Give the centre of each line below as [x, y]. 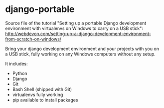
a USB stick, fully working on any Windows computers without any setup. [81, 54]
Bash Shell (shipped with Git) [42, 89]
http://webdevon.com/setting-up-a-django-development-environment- [78, 33]
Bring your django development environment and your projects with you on [82, 48]
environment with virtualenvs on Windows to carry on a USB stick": [74, 28]
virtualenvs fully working [38, 94]
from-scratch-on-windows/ [33, 39]
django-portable [40, 9]
